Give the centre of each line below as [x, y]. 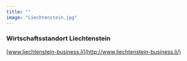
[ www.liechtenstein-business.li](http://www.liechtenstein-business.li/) [94, 51]
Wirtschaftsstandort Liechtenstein [59, 39]
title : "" [19, 12]
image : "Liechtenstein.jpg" [42, 18]
